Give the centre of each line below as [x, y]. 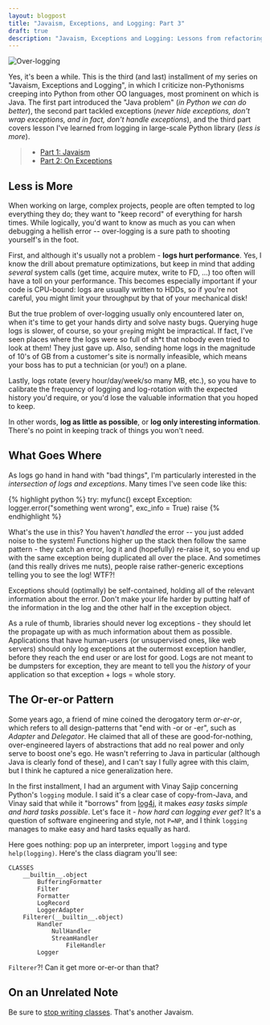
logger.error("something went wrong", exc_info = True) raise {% [114, 507]
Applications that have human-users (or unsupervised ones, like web [122, 640]
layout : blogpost [37, 16]
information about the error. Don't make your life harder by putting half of [129, 599]
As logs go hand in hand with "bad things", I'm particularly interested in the [133, 475]
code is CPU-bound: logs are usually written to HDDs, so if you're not [123, 290]
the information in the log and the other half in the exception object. [120, 607]
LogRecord [53, 903]
